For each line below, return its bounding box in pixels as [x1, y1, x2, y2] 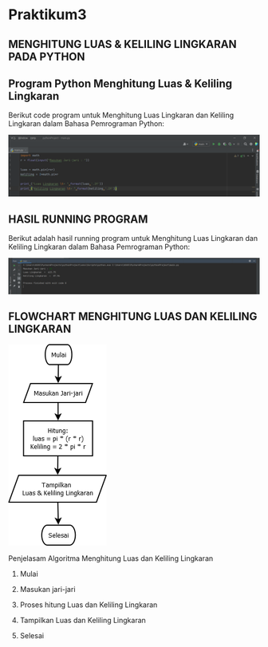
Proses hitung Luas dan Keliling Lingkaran [19, 600, 158, 610]
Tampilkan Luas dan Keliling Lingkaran [19, 615, 146, 625]
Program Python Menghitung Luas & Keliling [8, 77, 233, 90]
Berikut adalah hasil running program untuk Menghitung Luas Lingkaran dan [8, 234, 258, 243]
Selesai [19, 630, 45, 640]
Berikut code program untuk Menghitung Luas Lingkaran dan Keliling [8, 110, 235, 120]
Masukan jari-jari [19, 584, 76, 594]
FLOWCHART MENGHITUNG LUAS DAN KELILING [8, 310, 258, 324]
